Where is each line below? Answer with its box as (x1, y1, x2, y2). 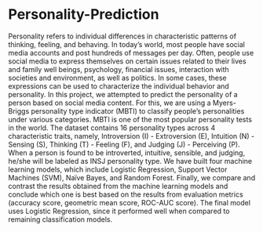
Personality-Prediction (8, 5, 159, 24)
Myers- (212, 98, 237, 107)
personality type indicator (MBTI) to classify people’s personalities (31, 106, 245, 115)
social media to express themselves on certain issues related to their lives (8, 56, 247, 66)
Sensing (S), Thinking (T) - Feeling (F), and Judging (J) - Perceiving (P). (8, 140, 241, 149)
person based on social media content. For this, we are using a (8, 98, 211, 107)
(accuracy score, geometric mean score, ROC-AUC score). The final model (8, 198, 251, 207)
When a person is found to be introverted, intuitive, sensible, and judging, (8, 147, 246, 158)
